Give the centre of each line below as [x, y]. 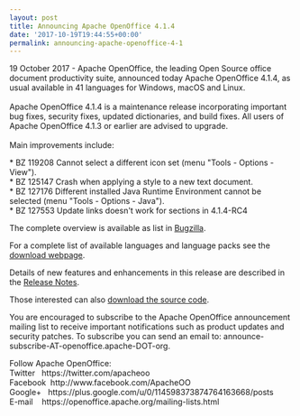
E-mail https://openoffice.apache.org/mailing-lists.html [114, 402]
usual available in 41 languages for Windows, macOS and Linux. [127, 88]
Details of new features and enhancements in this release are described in [147, 273]
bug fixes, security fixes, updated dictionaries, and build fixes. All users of [147, 116]
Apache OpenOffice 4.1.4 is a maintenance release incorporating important [148, 107]
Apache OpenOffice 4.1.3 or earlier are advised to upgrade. [118, 126]
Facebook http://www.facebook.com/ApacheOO [100, 383]
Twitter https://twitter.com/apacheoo [80, 373]
